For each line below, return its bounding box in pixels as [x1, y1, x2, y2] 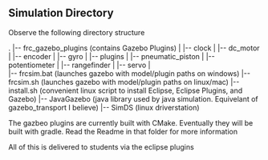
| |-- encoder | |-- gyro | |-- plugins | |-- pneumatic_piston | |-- [8, 51, 215, 61]
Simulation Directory [8, 6, 114, 20]
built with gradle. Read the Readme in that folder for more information [8, 126, 238, 136]
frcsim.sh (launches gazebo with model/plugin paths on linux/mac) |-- [8, 77, 240, 86]
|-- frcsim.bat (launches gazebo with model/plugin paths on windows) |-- [8, 68, 251, 78]
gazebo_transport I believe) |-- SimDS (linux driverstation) [8, 102, 200, 112]
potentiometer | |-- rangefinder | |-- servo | [8, 60, 151, 70]
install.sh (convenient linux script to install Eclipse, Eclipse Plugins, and [8, 86, 243, 95]
